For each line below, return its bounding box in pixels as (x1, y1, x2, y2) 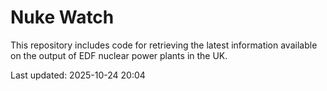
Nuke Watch (10, 6, 115, 29)
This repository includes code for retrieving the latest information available (10, 39, 318, 51)
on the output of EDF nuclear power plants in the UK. (10, 49, 228, 61)
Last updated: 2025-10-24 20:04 (10, 69, 146, 81)
